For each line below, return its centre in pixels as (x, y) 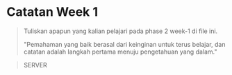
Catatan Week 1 (52, 12)
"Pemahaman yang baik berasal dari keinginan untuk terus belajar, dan (124, 44)
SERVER (35, 65)
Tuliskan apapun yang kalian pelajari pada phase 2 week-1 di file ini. (121, 31)
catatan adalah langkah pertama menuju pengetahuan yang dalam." (120, 52)
